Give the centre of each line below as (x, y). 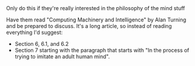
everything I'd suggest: (34, 33)
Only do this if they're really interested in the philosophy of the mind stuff (96, 8)
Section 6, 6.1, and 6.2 (42, 44)
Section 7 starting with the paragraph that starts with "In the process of (102, 51)
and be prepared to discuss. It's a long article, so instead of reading (89, 26)
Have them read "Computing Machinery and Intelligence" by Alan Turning (96, 20)
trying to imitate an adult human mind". (62, 56)
